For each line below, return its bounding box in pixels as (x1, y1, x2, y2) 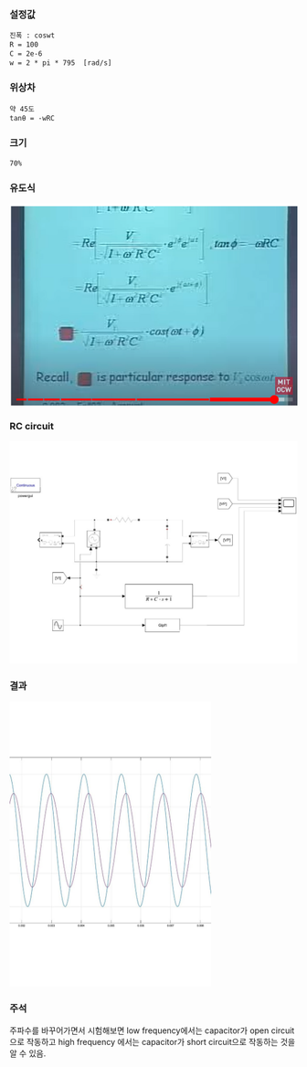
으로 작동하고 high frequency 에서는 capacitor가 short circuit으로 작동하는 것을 (9, 1036, 295, 1047)
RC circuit (9, 420, 55, 433)
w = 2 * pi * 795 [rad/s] (9, 58, 112, 68)
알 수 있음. (9, 1048, 47, 1059)
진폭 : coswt (9, 31, 56, 40)
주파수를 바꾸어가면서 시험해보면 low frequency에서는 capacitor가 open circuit (9, 1025, 295, 1036)
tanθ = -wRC (9, 113, 55, 122)
